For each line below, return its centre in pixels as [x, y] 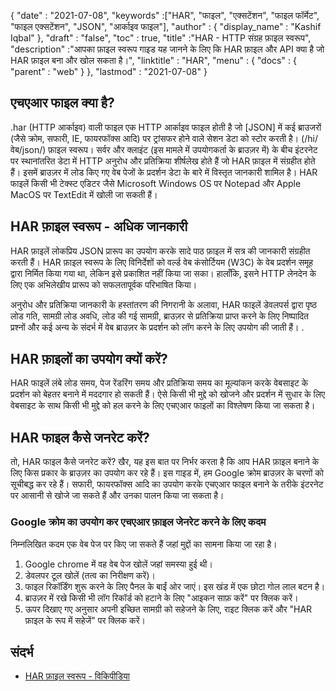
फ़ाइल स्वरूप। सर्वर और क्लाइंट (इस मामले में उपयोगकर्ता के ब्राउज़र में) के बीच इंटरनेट [183, 149]
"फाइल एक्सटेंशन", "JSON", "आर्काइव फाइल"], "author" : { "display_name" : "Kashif [166, 26]
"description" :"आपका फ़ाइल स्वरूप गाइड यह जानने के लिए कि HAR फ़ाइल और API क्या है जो [167, 49]
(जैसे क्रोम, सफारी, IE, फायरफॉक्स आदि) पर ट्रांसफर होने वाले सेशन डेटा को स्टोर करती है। [155, 138]
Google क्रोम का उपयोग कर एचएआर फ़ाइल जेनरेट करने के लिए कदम [138, 522]
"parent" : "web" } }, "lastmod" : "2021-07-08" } [109, 71]
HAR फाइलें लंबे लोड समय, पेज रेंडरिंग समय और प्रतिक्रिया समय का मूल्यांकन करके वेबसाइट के [159, 383]
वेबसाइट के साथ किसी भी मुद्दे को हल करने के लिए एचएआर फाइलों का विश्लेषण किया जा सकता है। [163, 406]
